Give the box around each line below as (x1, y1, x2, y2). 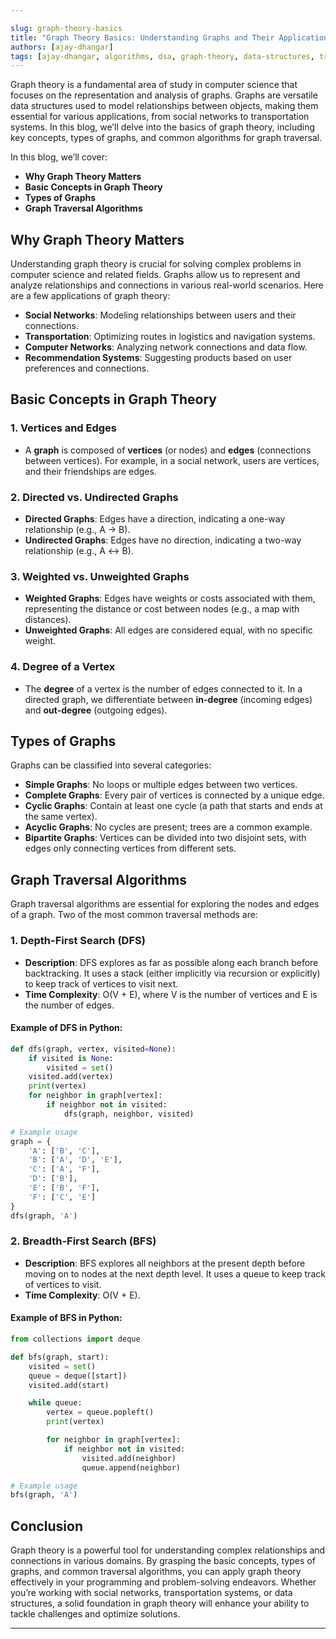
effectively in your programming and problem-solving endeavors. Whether (10, 1576, 317, 1588)
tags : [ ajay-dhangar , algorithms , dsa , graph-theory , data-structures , (10, 51, 315, 61)
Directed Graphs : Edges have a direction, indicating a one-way (24, 513, 286, 525)
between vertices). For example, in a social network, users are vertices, (24, 454, 320, 466)
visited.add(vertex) (28, 1072, 114, 1082)
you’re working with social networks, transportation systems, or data (10, 1587, 293, 1599)
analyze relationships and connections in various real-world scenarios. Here (10, 279, 324, 291)
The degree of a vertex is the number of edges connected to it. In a (24, 682, 303, 695)
